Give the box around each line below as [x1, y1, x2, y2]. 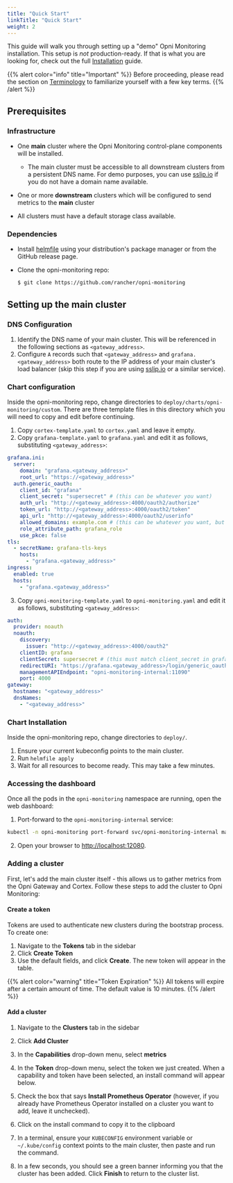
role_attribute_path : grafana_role [19, 525, 123, 532]
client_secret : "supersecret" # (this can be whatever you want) [19, 493, 213, 500]
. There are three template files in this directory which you [60, 405, 225, 414]
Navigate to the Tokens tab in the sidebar [17, 941, 137, 949]
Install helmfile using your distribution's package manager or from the [17, 245, 217, 254]
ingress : [7, 564, 33, 571]
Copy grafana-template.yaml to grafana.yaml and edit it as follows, [17, 434, 208, 442]
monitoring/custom [7, 407, 60, 414]
